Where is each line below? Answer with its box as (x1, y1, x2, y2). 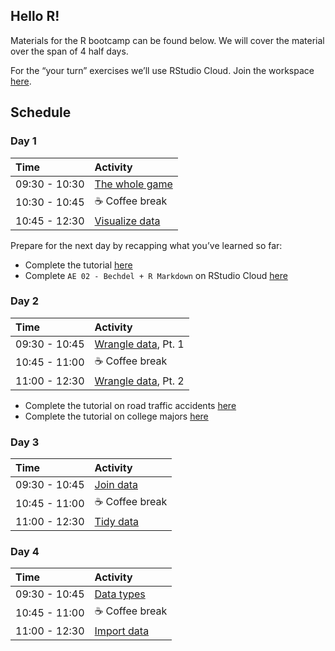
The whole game (94, 177, 173, 191)
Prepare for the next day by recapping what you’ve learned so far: (10, 239, 283, 251)
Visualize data (94, 214, 161, 228)
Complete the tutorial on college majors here (24, 410, 209, 422)
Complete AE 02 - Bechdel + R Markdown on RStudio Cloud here (24, 269, 288, 281)
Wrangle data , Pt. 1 (94, 337, 185, 351)
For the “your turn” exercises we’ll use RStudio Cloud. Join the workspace (10, 64, 315, 76)
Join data (94, 478, 138, 492)
